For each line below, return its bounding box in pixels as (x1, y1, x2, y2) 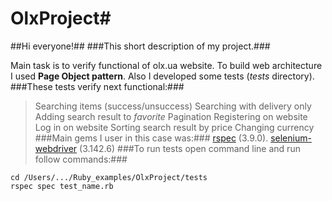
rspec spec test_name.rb (10, 181, 114, 191)
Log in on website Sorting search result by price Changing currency (34, 121, 315, 133)
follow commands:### (34, 153, 128, 165)
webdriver (34, 142, 78, 154)
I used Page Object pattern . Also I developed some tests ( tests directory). (10, 70, 315, 82)
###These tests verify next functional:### (10, 80, 185, 92)
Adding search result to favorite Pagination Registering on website (34, 110, 308, 122)
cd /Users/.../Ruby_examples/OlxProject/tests (10, 172, 208, 182)
